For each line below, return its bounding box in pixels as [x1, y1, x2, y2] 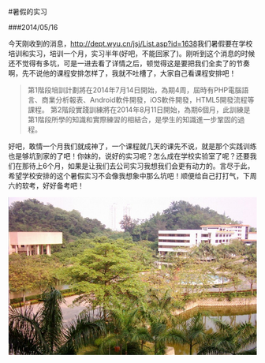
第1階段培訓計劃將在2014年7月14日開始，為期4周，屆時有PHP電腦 [27, 85, 242, 95]
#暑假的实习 [8, 7, 47, 16]
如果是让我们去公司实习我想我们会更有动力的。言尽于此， [67, 161, 255, 170]
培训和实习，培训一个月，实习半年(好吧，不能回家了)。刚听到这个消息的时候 [8, 49, 256, 58]
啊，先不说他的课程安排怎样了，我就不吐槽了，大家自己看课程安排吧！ [8, 69, 237, 77]
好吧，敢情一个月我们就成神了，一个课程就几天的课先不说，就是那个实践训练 [8, 141, 257, 151]
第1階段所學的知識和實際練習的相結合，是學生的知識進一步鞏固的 [27, 115, 238, 124]
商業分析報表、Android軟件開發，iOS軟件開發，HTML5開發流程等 [41, 95, 255, 104]
